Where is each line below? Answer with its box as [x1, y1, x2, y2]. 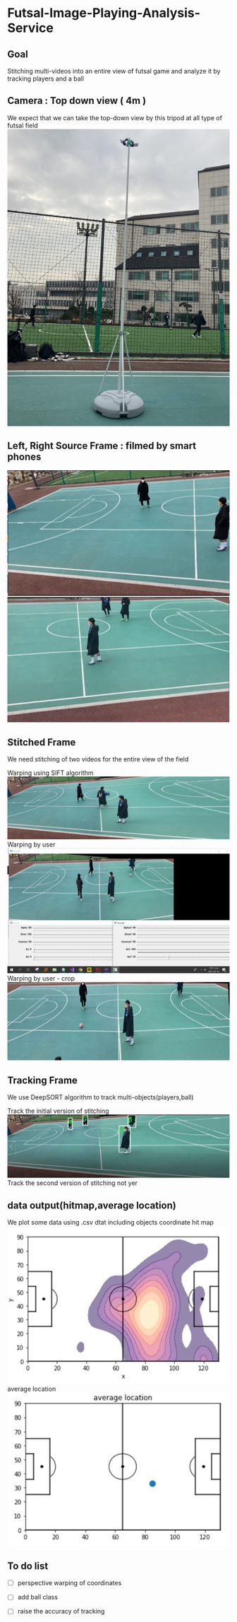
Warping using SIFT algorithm [7, 769, 94, 777]
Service [7, 20, 54, 36]
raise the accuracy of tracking [17, 1607, 105, 1616]
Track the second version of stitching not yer [7, 1179, 138, 1187]
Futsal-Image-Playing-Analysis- [7, 5, 201, 21]
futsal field [7, 121, 39, 129]
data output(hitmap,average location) [7, 1199, 176, 1211]
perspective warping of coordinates [17, 1579, 122, 1587]
